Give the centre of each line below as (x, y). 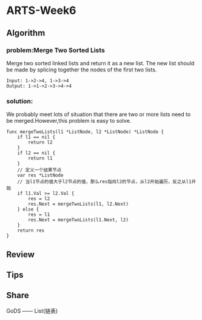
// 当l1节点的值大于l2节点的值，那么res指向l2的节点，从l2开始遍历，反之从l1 (105, 182)
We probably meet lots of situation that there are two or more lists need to (99, 114)
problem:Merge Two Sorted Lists (56, 50)
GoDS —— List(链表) (32, 311)
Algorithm (26, 33)
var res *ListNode (40, 175)
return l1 (40, 158)
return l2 (40, 143)
